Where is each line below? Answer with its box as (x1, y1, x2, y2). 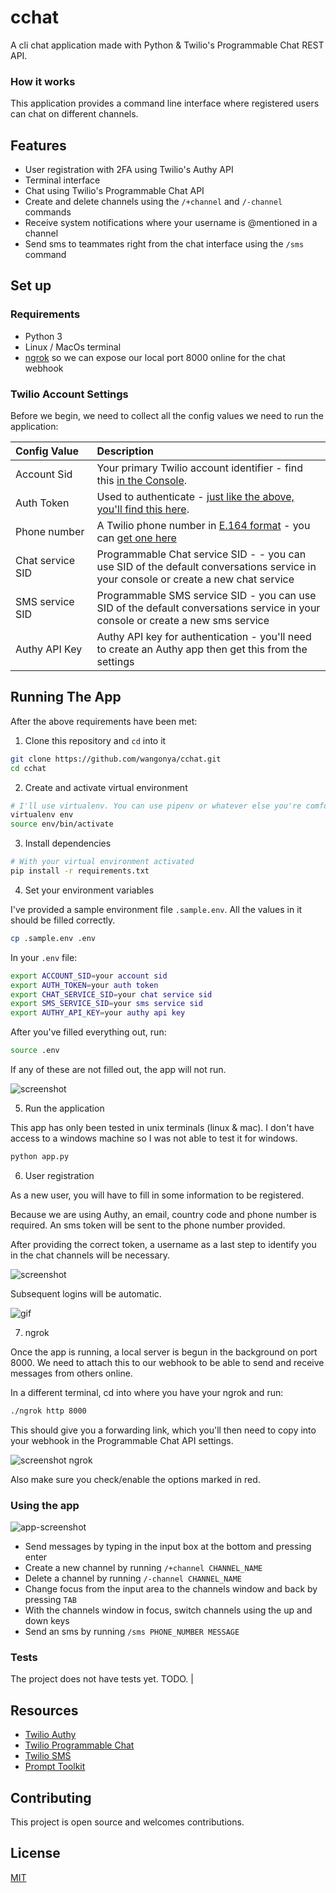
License (10, 1845, 61, 1862)
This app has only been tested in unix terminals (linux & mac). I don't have (10, 1122, 315, 1134)
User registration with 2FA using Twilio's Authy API (24, 164, 234, 176)
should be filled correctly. (10, 914, 116, 926)
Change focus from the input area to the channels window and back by (24, 1583, 318, 1595)
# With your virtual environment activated (10, 857, 195, 867)
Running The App (10, 689, 122, 706)
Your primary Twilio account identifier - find (96, 461, 303, 475)
